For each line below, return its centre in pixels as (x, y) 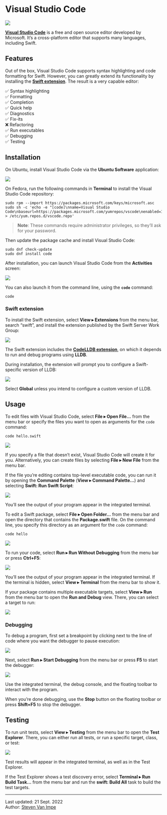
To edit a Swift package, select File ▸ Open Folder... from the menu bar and (82, 514)
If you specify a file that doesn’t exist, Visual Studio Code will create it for (80, 454)
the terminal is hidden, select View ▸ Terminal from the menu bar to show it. (83, 582)
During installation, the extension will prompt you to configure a (70, 364)
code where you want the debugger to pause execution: (63, 641)
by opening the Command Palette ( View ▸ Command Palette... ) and (75, 480)
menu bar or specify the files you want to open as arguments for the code (80, 421)
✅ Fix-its (14, 119)
